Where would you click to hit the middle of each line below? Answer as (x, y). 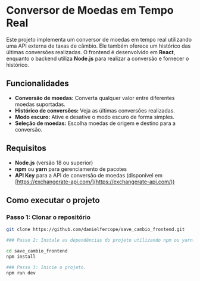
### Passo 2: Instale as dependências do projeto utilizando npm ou (93, 241)
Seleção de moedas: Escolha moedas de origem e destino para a (95, 123)
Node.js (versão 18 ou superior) (54, 163)
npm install (21, 257)
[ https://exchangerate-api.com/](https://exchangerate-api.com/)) (95, 182)
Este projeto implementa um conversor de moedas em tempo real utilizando (99, 39)
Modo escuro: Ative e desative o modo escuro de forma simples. (94, 117)
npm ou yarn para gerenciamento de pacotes (71, 169)
